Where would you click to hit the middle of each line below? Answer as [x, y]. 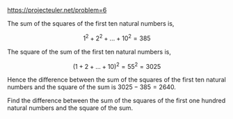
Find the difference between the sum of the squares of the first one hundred [116, 101]
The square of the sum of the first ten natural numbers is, [89, 51]
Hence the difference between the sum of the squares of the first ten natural [116, 80]
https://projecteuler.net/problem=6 [57, 10]
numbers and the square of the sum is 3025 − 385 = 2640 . [91, 87]
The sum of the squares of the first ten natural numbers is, [91, 23]
